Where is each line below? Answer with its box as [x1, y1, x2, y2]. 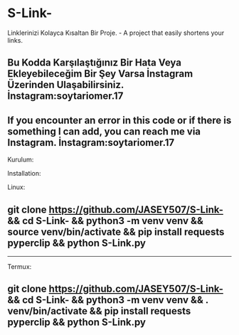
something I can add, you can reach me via [7, 125, 201, 137]
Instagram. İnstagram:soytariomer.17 [7, 137, 175, 149]
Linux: [7, 183, 26, 191]
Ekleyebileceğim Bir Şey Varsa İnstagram [7, 68, 193, 80]
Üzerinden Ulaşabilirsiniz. [7, 79, 124, 91]
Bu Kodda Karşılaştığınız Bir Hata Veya [7, 57, 181, 69]
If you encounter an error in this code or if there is [7, 114, 232, 126]
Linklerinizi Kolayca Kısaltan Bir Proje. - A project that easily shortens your [7, 28, 225, 37]
